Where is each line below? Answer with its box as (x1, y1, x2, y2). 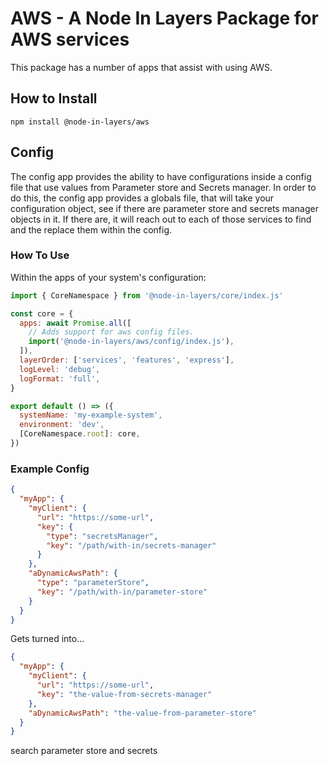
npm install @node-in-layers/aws (10, 117, 150, 127)
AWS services (10, 28, 130, 51)
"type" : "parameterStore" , (36, 578, 150, 588)
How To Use (10, 248, 70, 262)
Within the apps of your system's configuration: (10, 271, 207, 283)
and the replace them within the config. (10, 223, 173, 236)
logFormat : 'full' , (19, 373, 101, 384)
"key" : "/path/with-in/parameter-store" (36, 587, 208, 597)
